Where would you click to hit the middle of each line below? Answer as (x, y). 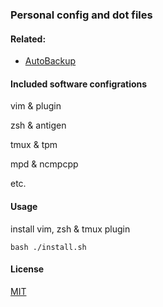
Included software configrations (79, 84)
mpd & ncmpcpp (44, 164)
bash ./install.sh (48, 247)
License (27, 269)
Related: (28, 39)
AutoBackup (50, 61)
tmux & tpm (34, 145)
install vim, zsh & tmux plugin (70, 229)
